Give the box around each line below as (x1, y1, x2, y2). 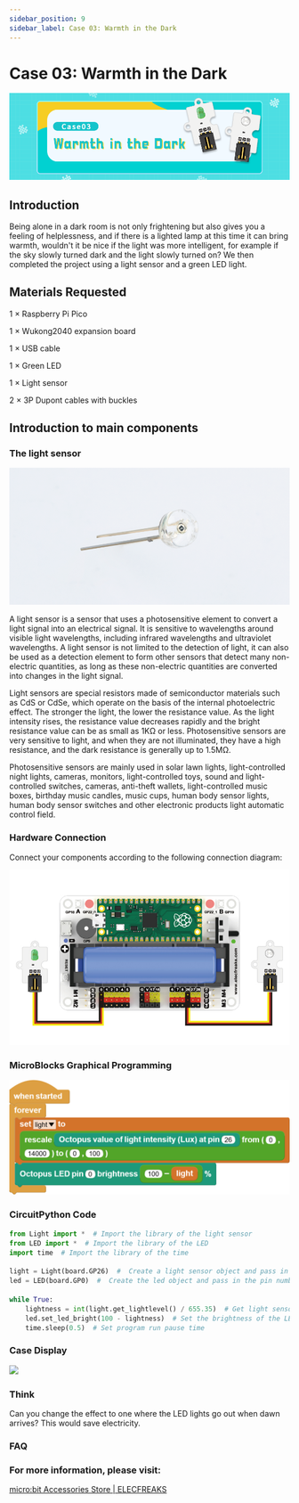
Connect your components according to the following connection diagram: (9, 852, 283, 862)
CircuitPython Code (9, 1208, 97, 1221)
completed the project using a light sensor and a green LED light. (9, 258, 247, 269)
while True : (9, 1295, 53, 1304)
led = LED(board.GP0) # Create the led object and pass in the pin (9, 1277, 273, 1286)
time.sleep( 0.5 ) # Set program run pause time (25, 1323, 205, 1332)
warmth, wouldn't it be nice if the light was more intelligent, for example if (9, 240, 279, 250)
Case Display (9, 1344, 68, 1357)
